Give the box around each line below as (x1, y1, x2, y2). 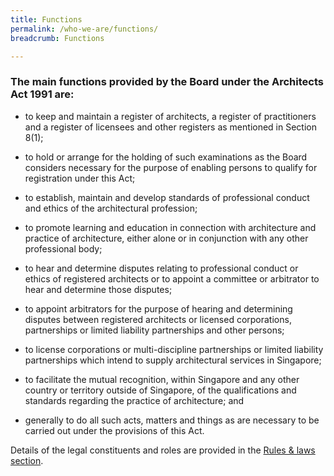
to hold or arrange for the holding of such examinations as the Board (24, 151, 308, 163)
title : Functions (10, 14, 83, 25)
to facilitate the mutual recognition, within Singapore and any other (24, 373, 300, 385)
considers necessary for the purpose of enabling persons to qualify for (24, 161, 318, 173)
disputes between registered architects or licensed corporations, (24, 313, 292, 325)
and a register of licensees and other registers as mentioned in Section (24, 121, 317, 133)
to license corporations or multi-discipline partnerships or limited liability (24, 343, 324, 355)
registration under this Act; (24, 172, 136, 184)
